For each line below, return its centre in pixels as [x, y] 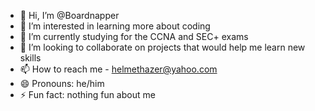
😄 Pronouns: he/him [62, 83]
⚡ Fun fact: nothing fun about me [87, 94]
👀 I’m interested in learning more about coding [115, 26]
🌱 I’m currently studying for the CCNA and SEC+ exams [134, 36]
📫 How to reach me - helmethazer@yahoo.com [118, 69]
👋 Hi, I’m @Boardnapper [69, 15]
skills [30, 58]
